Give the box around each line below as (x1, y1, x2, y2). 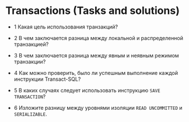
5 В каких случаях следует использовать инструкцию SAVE (13, 87, 161, 94)
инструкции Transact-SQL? (13, 76, 81, 82)
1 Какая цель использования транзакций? (13, 23, 118, 30)
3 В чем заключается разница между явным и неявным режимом (13, 52, 179, 59)
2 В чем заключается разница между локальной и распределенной (13, 34, 184, 41)
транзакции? (13, 58, 46, 65)
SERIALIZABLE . (13, 110, 47, 117)
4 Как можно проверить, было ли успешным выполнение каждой (13, 69, 178, 76)
